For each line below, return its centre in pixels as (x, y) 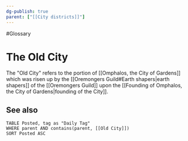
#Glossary (18, 33)
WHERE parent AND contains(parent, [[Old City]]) (68, 129)
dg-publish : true (27, 11)
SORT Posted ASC (26, 134)
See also (22, 110)
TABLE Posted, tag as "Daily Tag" (48, 124)
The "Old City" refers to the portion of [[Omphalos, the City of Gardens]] (93, 73)
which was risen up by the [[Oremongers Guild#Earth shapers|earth (88, 79)
